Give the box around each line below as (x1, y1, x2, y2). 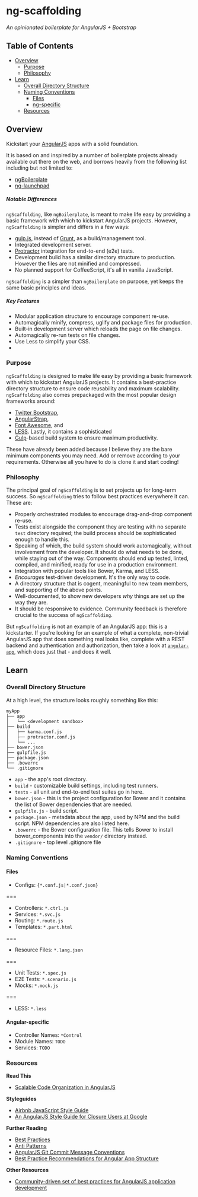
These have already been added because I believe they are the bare (6, 445, 173, 453)
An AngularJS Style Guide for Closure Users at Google (14, 1113, 148, 1120)
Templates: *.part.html (14, 923, 73, 930)
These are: (6, 499, 33, 507)
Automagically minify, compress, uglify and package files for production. (14, 319, 193, 326)
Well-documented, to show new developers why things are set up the (14, 593, 185, 600)
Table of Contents (6, 41, 74, 51)
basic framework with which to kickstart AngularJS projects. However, (6, 217, 178, 224)
